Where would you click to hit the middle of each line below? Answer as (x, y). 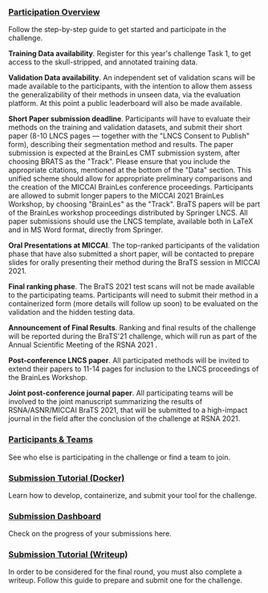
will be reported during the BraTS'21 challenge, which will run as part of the (133, 337)
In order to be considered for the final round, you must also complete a (125, 572)
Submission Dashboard (55, 516)
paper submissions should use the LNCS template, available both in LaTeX (131, 221)
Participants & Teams (51, 440)
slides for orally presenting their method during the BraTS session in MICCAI (134, 263)
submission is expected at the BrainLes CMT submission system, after (124, 153)
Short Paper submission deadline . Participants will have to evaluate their (130, 119)
